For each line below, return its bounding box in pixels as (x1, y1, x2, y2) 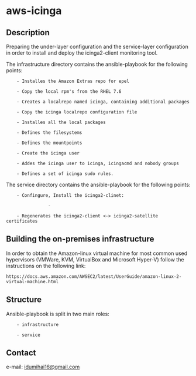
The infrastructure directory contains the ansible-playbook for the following (6, 61, 188, 68)
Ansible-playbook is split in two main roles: (6, 310, 109, 317)
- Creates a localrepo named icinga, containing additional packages (16, 99, 190, 105)
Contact (6, 348, 36, 358)
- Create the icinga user (16, 150, 80, 156)
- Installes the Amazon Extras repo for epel (16, 78, 130, 84)
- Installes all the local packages (16, 119, 106, 125)
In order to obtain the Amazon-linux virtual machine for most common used (6, 250, 188, 257)
